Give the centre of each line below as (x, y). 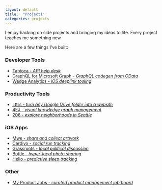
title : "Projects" (25, 14)
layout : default (22, 10)
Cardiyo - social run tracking (41, 143)
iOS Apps (16, 127)
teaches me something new (33, 38)
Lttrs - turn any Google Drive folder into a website (62, 104)
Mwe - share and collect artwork (46, 138)
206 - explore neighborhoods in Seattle (52, 115)
